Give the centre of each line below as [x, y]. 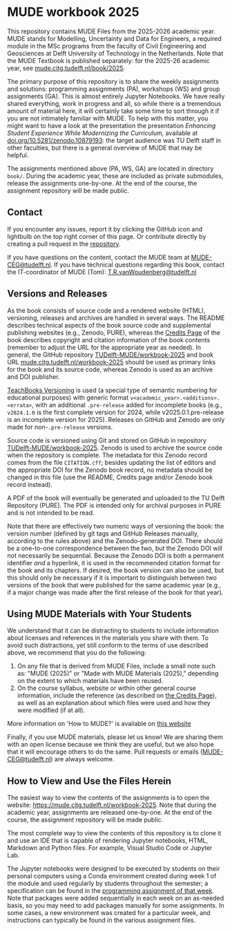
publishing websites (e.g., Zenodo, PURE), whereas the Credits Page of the [114, 332]
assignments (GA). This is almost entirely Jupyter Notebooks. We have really [116, 96]
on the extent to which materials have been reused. [90, 681]
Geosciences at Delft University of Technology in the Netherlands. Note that [115, 53]
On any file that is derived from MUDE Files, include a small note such [116, 666]
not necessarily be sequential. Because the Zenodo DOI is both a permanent [116, 556]
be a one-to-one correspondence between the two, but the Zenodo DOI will [115, 548]
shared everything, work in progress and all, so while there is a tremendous [114, 103]
